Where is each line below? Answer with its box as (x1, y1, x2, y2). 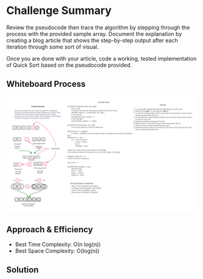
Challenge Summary (6, 4, 112, 18)
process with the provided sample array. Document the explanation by (6, 30, 182, 37)
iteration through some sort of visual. (6, 43, 99, 50)
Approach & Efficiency (6, 224, 93, 235)
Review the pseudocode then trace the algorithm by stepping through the (6, 24, 190, 31)
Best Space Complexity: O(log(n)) (15, 247, 100, 254)
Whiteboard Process (6, 79, 86, 89)
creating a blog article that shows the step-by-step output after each (6, 36, 178, 44)
